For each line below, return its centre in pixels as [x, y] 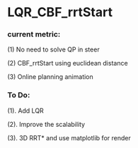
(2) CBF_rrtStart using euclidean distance [68, 63]
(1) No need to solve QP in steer [54, 49]
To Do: [19, 95]
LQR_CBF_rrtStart [60, 12]
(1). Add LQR [25, 111]
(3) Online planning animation [50, 77]
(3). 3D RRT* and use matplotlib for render [69, 137]
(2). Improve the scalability [46, 124]
